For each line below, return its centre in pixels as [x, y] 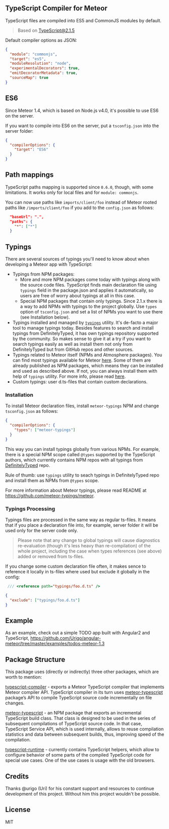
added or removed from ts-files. [51, 557]
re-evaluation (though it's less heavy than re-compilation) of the [84, 546]
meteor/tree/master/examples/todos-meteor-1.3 [55, 644]
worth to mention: [24, 677]
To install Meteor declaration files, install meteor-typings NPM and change [82, 406]
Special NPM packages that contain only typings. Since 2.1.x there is [91, 301]
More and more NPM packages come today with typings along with [90, 280]
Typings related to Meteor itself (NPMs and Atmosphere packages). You [87, 355]
